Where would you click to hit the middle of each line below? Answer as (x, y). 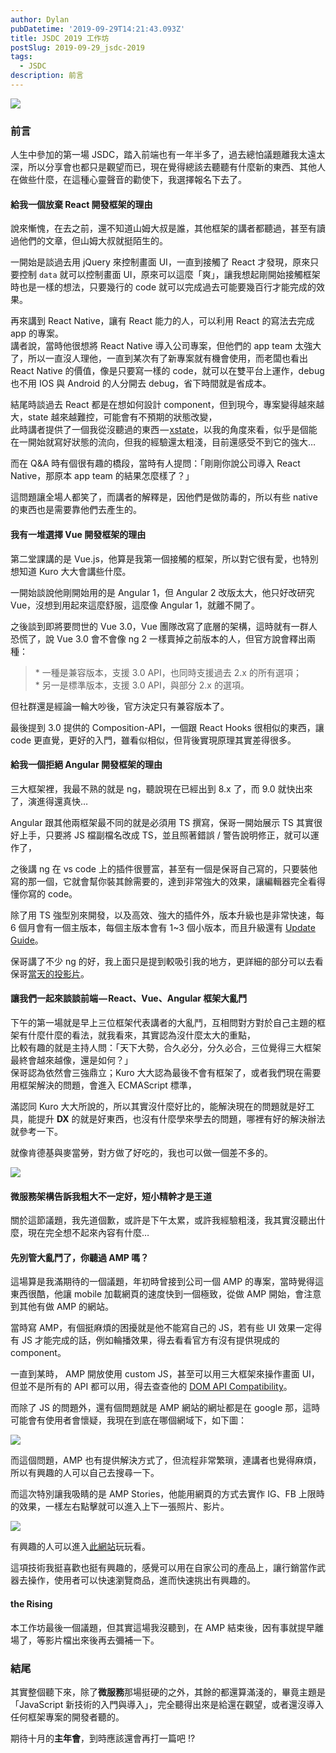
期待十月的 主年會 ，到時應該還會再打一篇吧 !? (103, 1738)
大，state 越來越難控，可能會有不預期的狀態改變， (114, 417)
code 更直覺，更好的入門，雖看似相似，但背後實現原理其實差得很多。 (153, 740)
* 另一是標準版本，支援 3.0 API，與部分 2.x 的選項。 (142, 685)
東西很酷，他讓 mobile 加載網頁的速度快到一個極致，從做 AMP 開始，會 (157, 1294)
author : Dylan (40, 19)
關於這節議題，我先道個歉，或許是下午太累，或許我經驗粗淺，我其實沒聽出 (163, 1220)
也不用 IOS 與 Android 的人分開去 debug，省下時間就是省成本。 (141, 383)
